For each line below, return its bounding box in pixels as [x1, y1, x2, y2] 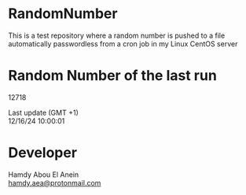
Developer [8, 144, 77, 162]
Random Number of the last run [8, 67, 218, 85]
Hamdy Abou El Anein [8, 170, 79, 179]
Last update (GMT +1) [8, 108, 79, 117]
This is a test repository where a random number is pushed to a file [8, 31, 226, 40]
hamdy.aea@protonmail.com [8, 178, 101, 187]
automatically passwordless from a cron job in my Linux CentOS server [8, 39, 238, 48]
